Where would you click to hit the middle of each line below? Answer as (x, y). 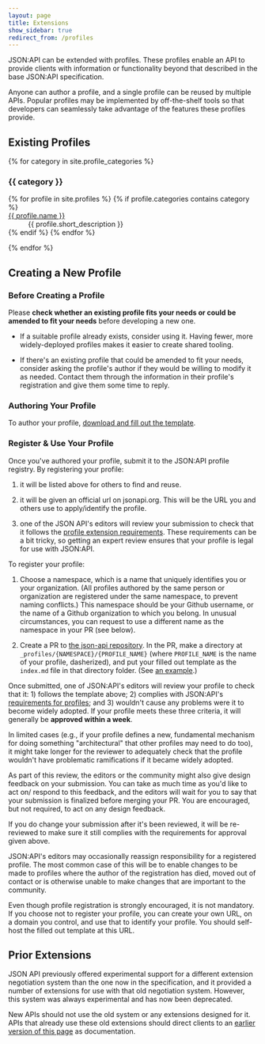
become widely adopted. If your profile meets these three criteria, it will (125, 711)
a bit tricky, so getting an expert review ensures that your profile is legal (136, 540)
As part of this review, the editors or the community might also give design (129, 775)
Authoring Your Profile (52, 406)
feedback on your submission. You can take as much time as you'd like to (128, 783)
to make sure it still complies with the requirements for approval (143, 832)
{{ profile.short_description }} (76, 224)
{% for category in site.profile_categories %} (81, 161)
